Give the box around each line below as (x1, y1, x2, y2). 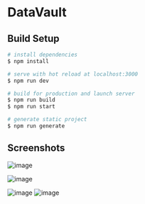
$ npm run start (7, 103, 55, 110)
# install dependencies (7, 51, 78, 58)
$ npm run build (7, 96, 55, 103)
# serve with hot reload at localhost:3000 (7, 70, 139, 78)
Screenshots (7, 142, 65, 154)
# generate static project (7, 116, 87, 123)
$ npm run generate (7, 123, 65, 130)
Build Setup (7, 33, 60, 45)
